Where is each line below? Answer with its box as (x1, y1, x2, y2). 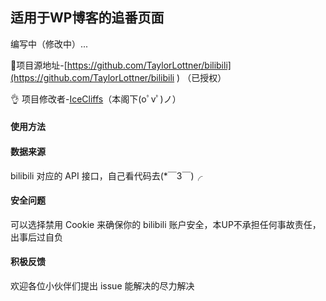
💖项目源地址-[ (10, 59, 68, 71)
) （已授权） (176, 71, 227, 83)
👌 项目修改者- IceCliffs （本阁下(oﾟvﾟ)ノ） (10, 93, 182, 105)
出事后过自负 (10, 231, 63, 243)
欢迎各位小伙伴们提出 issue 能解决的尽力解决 (10, 280, 195, 292)
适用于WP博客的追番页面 (10, 9, 165, 27)
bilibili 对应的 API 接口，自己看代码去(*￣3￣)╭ (10, 169, 203, 182)
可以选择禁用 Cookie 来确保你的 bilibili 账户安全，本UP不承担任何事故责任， (10, 218, 322, 230)
